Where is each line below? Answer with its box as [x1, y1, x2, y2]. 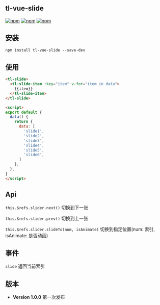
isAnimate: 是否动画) [5, 232, 48, 239]
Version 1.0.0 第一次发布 [12, 294, 65, 300]
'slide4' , [23, 143, 44, 148]
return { [14, 119, 33, 124]
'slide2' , [23, 133, 44, 138]
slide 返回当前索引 [5, 263, 45, 269]
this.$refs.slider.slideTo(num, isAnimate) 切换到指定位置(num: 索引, [5, 226, 155, 232]
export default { [5, 110, 42, 115]
